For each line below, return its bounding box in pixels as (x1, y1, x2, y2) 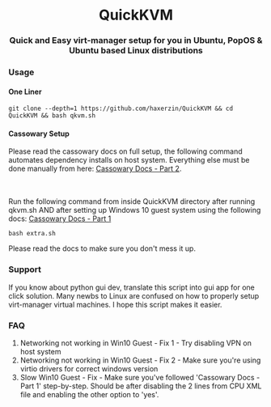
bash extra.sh (8, 230, 57, 238)
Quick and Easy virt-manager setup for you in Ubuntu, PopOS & (9, 35, 263, 46)
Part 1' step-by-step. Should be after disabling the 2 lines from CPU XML (19, 381, 262, 391)
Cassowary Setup (8, 129, 70, 138)
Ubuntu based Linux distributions (68, 45, 204, 57)
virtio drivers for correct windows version (19, 364, 159, 374)
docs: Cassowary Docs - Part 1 (8, 214, 112, 223)
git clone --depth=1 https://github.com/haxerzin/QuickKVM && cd (8, 104, 233, 113)
